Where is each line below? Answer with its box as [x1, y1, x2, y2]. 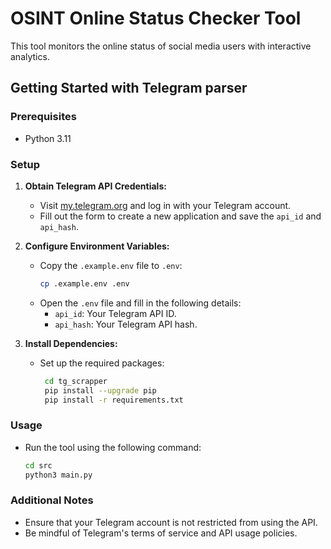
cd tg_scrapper [44, 376, 108, 386]
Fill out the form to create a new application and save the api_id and [39, 210, 322, 222]
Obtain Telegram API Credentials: [24, 180, 167, 192]
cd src [24, 460, 53, 471]
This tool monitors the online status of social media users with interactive [10, 40, 312, 52]
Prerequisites [10, 110, 77, 124]
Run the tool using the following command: [24, 441, 202, 453]
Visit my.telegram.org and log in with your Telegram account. [39, 199, 292, 211]
